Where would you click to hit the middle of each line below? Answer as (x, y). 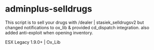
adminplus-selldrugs (49, 9)
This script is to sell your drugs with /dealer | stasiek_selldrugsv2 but (75, 22)
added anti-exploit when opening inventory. (49, 33)
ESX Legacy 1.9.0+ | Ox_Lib (33, 42)
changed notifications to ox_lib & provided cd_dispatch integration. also (77, 27)
